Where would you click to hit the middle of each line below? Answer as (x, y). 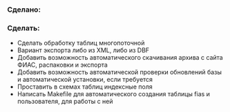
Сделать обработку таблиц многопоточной (81, 43)
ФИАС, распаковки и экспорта (63, 65)
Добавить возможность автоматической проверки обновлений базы (119, 72)
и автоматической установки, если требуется (85, 80)
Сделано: (24, 10)
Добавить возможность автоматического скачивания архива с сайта (120, 58)
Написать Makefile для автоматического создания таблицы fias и (114, 94)
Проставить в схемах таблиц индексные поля (85, 87)
